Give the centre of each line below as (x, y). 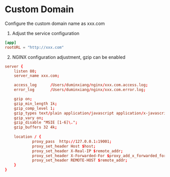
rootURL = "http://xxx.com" (35, 47)
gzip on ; (23, 99)
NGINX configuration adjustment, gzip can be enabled (69, 57)
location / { (28, 137)
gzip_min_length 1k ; (36, 104)
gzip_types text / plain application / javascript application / (79, 113)
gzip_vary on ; (29, 118)
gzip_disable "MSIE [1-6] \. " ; (46, 123)
